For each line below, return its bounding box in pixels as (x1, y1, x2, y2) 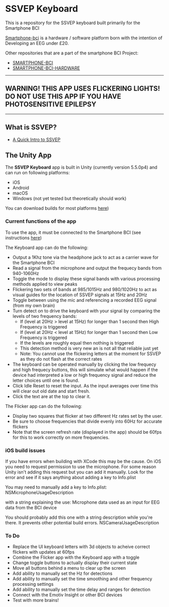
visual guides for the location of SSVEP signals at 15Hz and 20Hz (12, 292, 147, 298)
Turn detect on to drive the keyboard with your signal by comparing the (12, 308, 160, 314)
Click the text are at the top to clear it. (12, 393, 91, 399)
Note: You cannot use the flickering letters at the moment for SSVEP (20, 351, 161, 357)
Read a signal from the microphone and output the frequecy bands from (12, 265, 162, 271)
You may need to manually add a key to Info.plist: (5, 484, 107, 490)
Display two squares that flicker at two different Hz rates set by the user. (12, 413, 162, 419)
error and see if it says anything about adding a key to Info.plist (5, 474, 136, 480)
